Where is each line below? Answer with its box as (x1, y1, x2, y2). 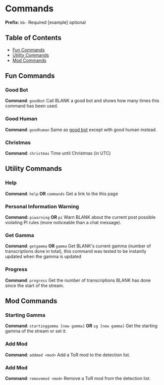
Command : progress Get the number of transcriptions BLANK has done (5, 277, 151, 283)
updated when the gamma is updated (5, 253, 82, 260)
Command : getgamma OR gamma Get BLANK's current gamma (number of (5, 243, 151, 249)
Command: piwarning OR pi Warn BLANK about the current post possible (5, 214, 156, 220)
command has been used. (5, 103, 58, 109)
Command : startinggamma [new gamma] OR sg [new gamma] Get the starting (5, 323, 158, 329)
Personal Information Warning (5, 203, 79, 210)
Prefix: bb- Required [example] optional (5, 19, 86, 25)
